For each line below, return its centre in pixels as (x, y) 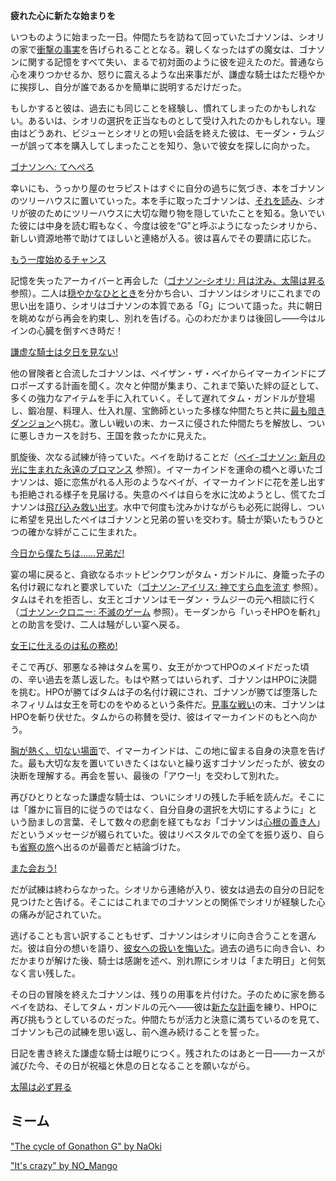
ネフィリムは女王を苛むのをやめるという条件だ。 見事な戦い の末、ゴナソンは (168, 704)
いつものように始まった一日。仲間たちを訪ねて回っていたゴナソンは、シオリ (167, 37)
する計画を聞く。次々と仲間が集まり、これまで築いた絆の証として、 (184, 385)
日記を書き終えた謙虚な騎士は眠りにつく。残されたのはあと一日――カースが (168, 1053)
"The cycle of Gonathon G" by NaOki (86, 1146)
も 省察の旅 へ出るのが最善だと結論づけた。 (98, 847)
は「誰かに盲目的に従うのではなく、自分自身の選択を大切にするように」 (159, 809)
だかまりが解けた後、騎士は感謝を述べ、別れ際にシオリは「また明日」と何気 (168, 960)
